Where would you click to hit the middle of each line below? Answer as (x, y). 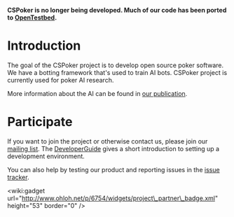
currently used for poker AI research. (61, 80)
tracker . (18, 177)
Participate (40, 122)
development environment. (46, 156)
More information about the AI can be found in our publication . (97, 93)
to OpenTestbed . (32, 17)
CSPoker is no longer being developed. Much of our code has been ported (117, 10)
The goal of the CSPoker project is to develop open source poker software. (116, 65)
